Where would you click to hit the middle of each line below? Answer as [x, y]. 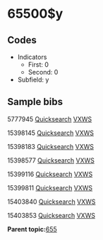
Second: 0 [43, 72]
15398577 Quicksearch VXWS [51, 160]
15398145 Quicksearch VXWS [50, 133]
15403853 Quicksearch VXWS [51, 215]
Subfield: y [33, 80]
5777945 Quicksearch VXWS [50, 119]
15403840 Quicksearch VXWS [51, 202]
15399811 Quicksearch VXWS [50, 187]
